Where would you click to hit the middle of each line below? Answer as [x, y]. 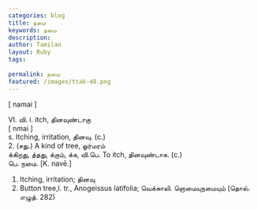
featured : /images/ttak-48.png [60, 81]
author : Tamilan [35, 45]
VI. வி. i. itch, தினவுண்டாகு [50, 119]
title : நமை [27, 23]
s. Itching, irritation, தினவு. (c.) [57, 137]
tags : [17, 60]
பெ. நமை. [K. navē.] [40, 163]
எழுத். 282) [37, 197]
